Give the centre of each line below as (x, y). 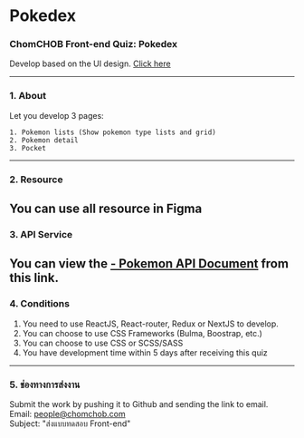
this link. (34, 278)
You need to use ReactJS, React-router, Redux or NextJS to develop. (150, 324)
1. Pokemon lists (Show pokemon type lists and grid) (113, 132)
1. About (28, 96)
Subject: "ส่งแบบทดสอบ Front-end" (70, 423)
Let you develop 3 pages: (57, 115)
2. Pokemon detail (44, 140)
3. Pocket (28, 148)
